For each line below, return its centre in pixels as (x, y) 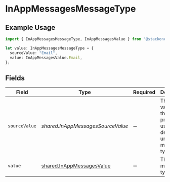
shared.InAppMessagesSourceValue (85, 126)
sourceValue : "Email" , (34, 53)
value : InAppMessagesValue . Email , (46, 58)
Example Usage (30, 28)
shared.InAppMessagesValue (76, 166)
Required (144, 93)
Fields (15, 78)
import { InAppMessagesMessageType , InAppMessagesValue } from (73, 39)
